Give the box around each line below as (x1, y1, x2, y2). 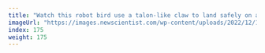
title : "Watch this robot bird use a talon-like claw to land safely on (8, 11, 252, 19)
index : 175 (8, 26, 44, 34)
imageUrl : (8, 19, 41, 26)
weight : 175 (8, 33, 47, 41)
